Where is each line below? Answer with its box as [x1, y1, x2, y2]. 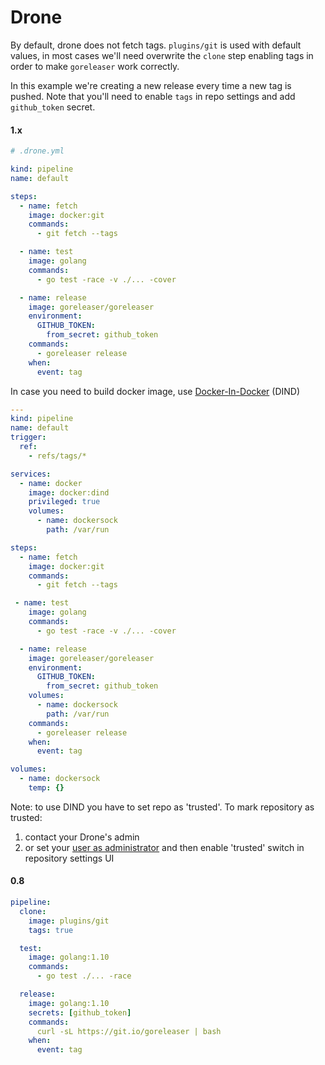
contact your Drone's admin [24, 831, 140, 843]
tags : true [28, 925, 74, 935]
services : [10, 469, 52, 479]
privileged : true [28, 497, 101, 507]
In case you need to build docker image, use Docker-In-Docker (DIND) [10, 385, 301, 397]
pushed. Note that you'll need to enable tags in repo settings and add [10, 90, 296, 102]
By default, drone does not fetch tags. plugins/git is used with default [10, 39, 302, 51]
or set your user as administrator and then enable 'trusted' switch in [24, 841, 305, 853]
